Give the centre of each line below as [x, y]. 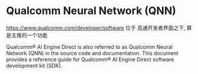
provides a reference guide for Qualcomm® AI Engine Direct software [90, 59]
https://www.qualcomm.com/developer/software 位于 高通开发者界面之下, [96, 28]
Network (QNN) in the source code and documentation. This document [92, 53]
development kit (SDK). [34, 65]
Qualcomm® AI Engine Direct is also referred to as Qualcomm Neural [89, 47]
